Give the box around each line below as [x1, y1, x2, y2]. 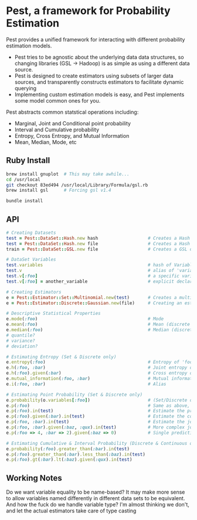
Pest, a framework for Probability [6, 4, 171, 18]
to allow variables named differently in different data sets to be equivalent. [6, 495, 185, 502]
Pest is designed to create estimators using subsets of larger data [14, 72, 174, 79]
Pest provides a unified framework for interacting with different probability [6, 36, 185, 43]
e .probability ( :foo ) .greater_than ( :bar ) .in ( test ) [6, 446, 130, 452]
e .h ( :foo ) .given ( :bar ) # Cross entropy [6, 371, 188, 376]
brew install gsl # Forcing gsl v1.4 [6, 188, 111, 193]
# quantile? [6, 332, 35, 338]
